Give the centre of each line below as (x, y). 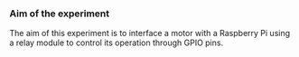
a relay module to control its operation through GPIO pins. (117, 43)
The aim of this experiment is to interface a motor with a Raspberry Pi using (150, 33)
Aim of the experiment (60, 14)
